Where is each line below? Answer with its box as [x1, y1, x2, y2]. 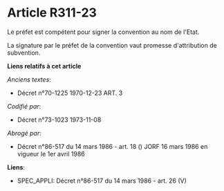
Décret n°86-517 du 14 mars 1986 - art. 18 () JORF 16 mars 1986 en [17, 142, 208, 150]
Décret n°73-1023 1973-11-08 [17, 116, 102, 124]
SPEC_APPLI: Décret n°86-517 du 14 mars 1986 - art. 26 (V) [17, 176, 187, 185]
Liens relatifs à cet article [7, 62, 82, 70]
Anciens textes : [7, 75, 52, 84]
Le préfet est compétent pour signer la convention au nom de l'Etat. [7, 28, 200, 36]
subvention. [7, 48, 41, 57]
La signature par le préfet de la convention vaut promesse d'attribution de [7, 41, 218, 49]
